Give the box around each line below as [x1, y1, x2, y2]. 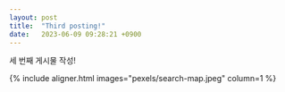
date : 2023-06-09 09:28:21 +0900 [9, 29, 142, 38]
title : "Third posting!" [9, 21, 105, 30]
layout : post [9, 13, 58, 22]
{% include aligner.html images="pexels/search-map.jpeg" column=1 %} [9, 73, 277, 84]
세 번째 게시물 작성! [9, 55, 76, 66]
